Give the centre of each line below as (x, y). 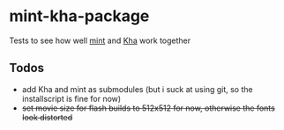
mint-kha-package (79, 16)
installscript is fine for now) (71, 98)
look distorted (47, 117)
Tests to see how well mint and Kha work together (100, 40)
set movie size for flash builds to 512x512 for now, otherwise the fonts (148, 108)
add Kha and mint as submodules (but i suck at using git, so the (137, 89)
